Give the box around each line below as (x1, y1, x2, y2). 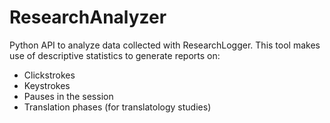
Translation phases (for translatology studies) (23, 101, 212, 113)
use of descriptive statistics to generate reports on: (9, 49, 221, 61)
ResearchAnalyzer (9, 6, 167, 29)
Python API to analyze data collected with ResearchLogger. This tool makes (9, 39, 321, 51)
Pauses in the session (23, 90, 114, 102)
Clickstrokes (23, 69, 76, 81)
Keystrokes (23, 79, 71, 91)
